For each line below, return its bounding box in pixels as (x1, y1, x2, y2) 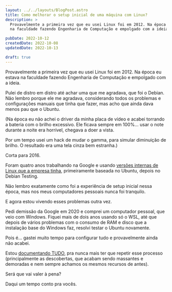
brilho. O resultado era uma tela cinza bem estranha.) (5, 142, 118, 148)
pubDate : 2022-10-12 (5, 36, 50, 41)
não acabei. (5, 240, 30, 246)
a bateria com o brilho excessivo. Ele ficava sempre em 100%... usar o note (5, 121, 164, 127)
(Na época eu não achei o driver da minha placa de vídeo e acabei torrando (5, 116, 165, 122)
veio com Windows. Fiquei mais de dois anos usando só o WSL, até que (5, 213, 157, 220)
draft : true (5, 54, 31, 60)
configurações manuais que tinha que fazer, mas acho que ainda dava (5, 101, 154, 107)
